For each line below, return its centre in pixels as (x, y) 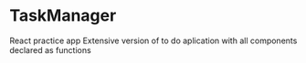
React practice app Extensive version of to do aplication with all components (153, 40)
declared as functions (50, 49)
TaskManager (63, 16)
